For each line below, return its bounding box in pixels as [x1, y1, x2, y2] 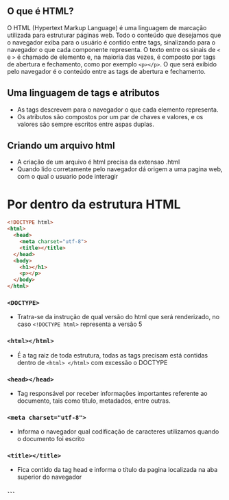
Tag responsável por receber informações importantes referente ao [16, 389, 208, 397]
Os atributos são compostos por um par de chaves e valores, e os [16, 112, 204, 121]
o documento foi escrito [16, 435, 85, 443]
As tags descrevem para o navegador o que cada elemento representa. [16, 105, 219, 114]
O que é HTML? [7, 5, 74, 17]
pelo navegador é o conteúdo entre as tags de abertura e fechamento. [7, 67, 206, 75]
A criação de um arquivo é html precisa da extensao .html [16, 158, 180, 166]
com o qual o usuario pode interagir [16, 173, 119, 181]
